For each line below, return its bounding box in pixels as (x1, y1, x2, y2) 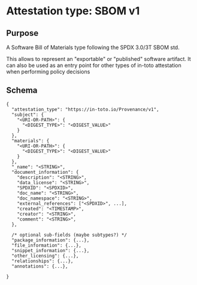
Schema (6, 85, 38, 96)
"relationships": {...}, (11, 258, 74, 264)
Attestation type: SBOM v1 (6, 4, 140, 18)
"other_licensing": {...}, (11, 253, 79, 259)
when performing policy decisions (6, 68, 90, 75)
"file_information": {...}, (11, 242, 82, 249)
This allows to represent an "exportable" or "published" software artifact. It (6, 56, 192, 62)
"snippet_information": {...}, (11, 247, 90, 253)
